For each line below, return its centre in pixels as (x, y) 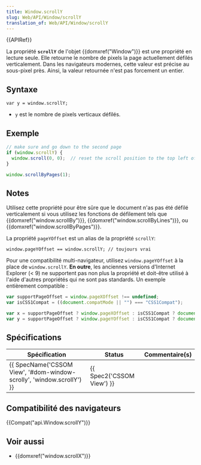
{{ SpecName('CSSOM (41, 364)
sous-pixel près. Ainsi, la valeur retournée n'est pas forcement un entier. (95, 71)
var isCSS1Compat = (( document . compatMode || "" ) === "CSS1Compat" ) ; (95, 303)
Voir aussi (25, 441)
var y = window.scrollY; (37, 103)
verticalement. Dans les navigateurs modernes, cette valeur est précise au (98, 64)
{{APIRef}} (19, 40)
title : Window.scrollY (34, 12)
